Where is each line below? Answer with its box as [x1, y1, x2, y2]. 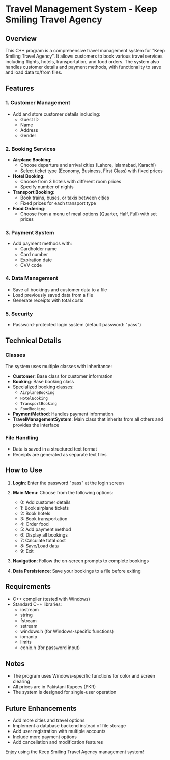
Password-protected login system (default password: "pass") [12, 321, 141, 327]
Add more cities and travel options [12, 717, 85, 723]
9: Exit [20, 548, 34, 554]
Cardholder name [20, 246, 57, 252]
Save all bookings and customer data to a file [12, 286, 107, 293]
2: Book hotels [20, 510, 51, 516]
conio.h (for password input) [20, 644, 80, 651]
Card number [20, 251, 48, 258]
